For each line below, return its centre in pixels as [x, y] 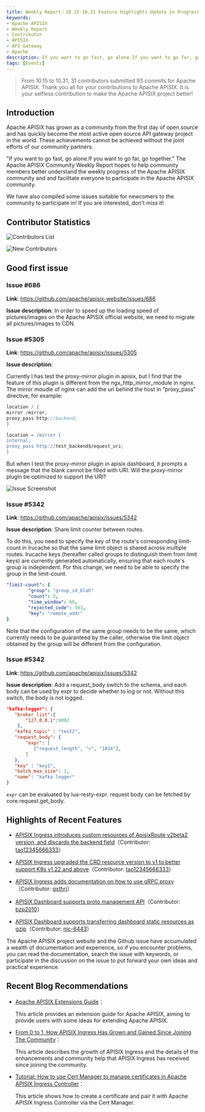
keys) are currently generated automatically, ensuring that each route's [95, 561]
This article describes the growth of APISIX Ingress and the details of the [106, 1052]
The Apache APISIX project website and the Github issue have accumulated [102, 941]
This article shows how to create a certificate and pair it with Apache [102, 1096]
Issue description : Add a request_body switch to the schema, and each [97, 684]
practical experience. [33, 967]
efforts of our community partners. [50, 147]
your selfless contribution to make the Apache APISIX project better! [107, 93]
